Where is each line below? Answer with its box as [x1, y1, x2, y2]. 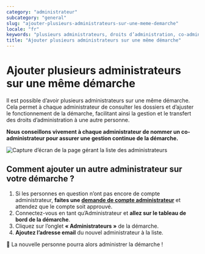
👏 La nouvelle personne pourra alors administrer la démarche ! [6, 241, 164, 248]
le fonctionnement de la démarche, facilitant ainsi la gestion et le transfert [6, 109, 192, 117]
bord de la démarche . [15, 216, 71, 223]
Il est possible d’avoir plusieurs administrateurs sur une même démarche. [6, 96, 190, 104]
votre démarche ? [6, 173, 75, 184]
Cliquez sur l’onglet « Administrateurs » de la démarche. [15, 222, 159, 230]
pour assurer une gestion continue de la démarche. [45, 134, 179, 142]
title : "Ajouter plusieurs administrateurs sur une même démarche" [6, 37, 182, 43]
